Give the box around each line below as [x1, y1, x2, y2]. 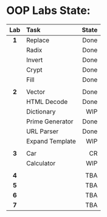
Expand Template [26, 137, 76, 145]
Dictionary [26, 107, 56, 115]
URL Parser [26, 127, 59, 136]
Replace [26, 36, 50, 44]
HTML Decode [26, 97, 68, 106]
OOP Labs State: [6, 4, 91, 18]
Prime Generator [26, 117, 74, 125]
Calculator [26, 159, 56, 167]
